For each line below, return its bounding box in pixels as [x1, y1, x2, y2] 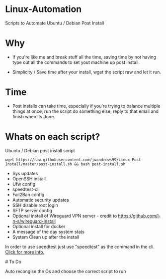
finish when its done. [12, 113, 56, 119]
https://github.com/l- [118, 213, 161, 219]
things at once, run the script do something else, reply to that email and [12, 108, 159, 114]
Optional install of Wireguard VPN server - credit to [12, 213, 117, 219]
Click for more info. [5, 249, 45, 255]
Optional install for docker [12, 223, 66, 229]
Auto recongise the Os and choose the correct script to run [5, 268, 126, 274]
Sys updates [12, 170, 38, 176]
